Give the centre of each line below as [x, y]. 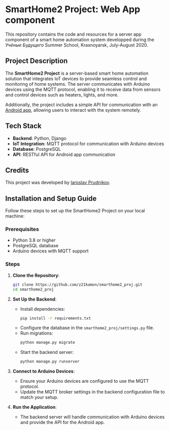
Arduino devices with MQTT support [50, 251]
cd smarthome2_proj [33, 289]
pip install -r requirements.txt [56, 318]
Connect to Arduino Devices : [44, 371]
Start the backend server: [47, 352]
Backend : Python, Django [40, 138]
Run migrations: [37, 333]
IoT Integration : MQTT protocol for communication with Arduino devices [88, 144]
